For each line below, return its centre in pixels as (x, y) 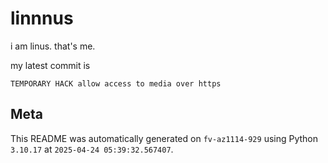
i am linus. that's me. (53, 46)
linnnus (42, 18)
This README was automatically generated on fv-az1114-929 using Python (164, 138)
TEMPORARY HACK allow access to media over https (116, 83)
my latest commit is (50, 65)
